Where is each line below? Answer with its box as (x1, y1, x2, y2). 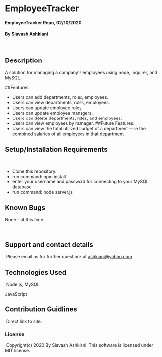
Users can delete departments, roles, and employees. (12, 115, 123, 121)
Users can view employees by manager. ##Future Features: (12, 120, 135, 126)
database (12, 184, 32, 190)
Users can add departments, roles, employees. (12, 94, 108, 100)
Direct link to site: (6, 318, 42, 324)
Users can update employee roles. (12, 105, 83, 111)
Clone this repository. (12, 168, 57, 174)
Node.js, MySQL (6, 281, 40, 288)
